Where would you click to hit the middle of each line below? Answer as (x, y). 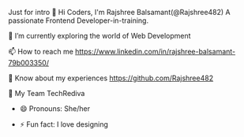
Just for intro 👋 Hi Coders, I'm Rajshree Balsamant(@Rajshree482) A (119, 12)
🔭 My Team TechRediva (47, 93)
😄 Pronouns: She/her (55, 109)
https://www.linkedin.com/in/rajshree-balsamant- (155, 52)
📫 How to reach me (41, 52)
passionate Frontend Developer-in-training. (78, 20)
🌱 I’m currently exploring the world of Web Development (99, 36)
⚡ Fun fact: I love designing (64, 124)
